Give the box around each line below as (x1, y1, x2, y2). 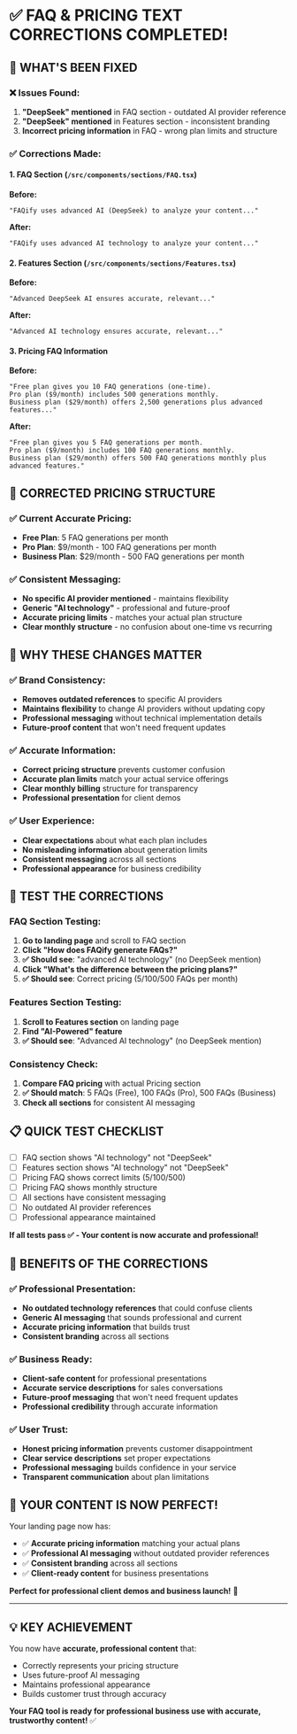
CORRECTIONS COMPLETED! (9, 25, 228, 45)
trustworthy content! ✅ (9, 1715, 97, 1726)
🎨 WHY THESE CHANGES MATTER (9, 647, 202, 662)
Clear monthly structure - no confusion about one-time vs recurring (21, 622, 272, 632)
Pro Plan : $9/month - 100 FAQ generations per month (21, 542, 217, 553)
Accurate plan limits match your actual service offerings (21, 774, 229, 785)
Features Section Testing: (9, 996, 122, 1009)
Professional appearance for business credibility (21, 863, 202, 873)
